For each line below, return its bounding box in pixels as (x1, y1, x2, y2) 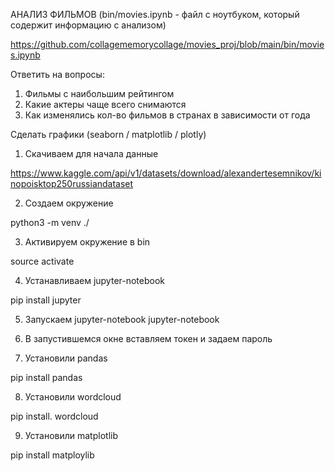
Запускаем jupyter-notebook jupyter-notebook (24, 314, 220, 325)
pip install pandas (10, 372, 83, 383)
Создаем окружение (24, 197, 114, 209)
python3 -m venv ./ (10, 217, 90, 228)
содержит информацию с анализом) (10, 19, 167, 31)
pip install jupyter (10, 294, 82, 306)
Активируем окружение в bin (24, 236, 151, 248)
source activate (10, 255, 75, 267)
